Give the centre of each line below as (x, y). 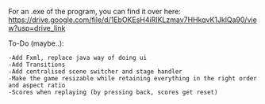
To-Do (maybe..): (36, 43)
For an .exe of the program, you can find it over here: (94, 11)
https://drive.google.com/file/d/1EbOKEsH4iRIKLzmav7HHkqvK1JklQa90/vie (133, 20)
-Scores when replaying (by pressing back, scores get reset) (113, 92)
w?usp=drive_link (37, 28)
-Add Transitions (37, 65)
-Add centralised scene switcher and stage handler (95, 72)
